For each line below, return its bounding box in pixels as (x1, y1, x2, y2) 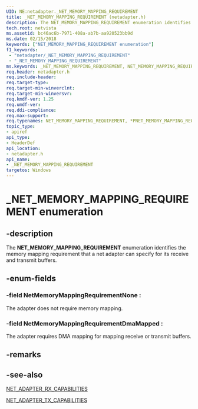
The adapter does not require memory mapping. (6, 304, 123, 312)
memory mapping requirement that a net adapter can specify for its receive (6, 251, 189, 257)
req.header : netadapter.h (6, 69, 70, 75)
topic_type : (6, 124, 35, 129)
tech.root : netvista (6, 25, 57, 31)
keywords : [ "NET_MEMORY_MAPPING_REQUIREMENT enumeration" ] (6, 42, 154, 48)
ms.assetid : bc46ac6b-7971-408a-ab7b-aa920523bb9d (6, 31, 133, 36)
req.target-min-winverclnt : (6, 85, 75, 91)
